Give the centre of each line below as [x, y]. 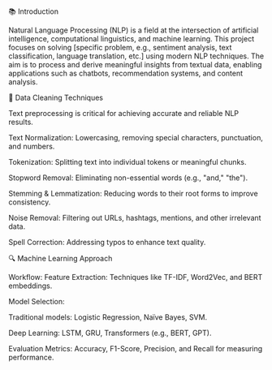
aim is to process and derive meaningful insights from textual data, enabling [135, 65]
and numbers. [32, 146]
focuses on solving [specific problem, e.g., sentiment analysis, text [120, 47]
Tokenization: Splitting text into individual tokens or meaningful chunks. [127, 162]
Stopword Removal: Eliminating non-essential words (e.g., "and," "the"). [128, 178]
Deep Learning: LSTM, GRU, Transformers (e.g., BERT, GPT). [110, 333]
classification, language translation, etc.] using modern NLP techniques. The [136, 56]
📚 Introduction [34, 11]
